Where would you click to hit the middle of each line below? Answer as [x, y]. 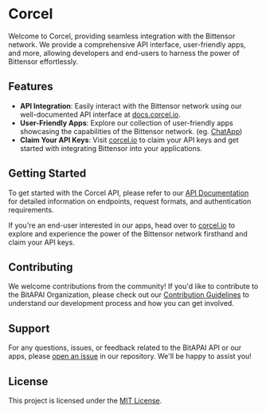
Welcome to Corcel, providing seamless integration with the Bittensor [122, 36]
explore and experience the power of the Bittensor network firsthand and [128, 233]
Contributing [41, 267]
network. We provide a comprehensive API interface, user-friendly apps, [127, 44]
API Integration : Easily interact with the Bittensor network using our [131, 105]
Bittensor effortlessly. [43, 62]
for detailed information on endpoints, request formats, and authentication [130, 201]
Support [29, 328]
